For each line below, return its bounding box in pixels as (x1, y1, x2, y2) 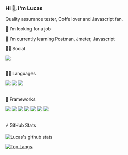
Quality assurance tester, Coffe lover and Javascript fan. (5, 16, 123, 22)
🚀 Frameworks (5, 96, 36, 102)
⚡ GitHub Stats (5, 122, 36, 129)
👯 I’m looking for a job (5, 26, 51, 32)
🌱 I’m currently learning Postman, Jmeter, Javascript (5, 36, 115, 42)
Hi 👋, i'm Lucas (5, 5, 43, 12)
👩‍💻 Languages (5, 71, 36, 77)
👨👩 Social (5, 46, 25, 52)
